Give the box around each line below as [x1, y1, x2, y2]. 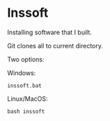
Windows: [7, 69, 36, 77]
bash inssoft [7, 108, 45, 115]
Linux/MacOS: [7, 94, 48, 103]
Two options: [7, 55, 45, 64]
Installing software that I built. [7, 28, 93, 36]
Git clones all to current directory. [7, 41, 103, 50]
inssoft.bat [7, 82, 42, 89]
